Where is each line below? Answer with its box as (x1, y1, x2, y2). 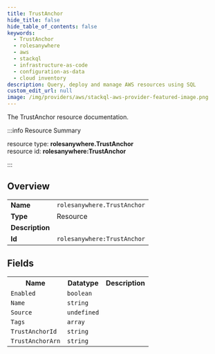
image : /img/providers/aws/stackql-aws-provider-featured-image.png (7, 94, 209, 101)
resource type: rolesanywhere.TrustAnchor (7, 140, 133, 148)
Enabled (10, 289, 36, 297)
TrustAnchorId (10, 327, 57, 335)
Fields (7, 258, 35, 269)
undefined (66, 308, 100, 316)
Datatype (67, 278, 99, 287)
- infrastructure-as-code (13, 62, 88, 69)
